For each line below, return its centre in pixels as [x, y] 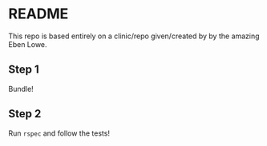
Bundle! [21, 89]
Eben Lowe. [28, 44]
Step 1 [24, 70]
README [38, 14]
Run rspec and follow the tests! [59, 133]
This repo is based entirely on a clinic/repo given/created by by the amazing [134, 36]
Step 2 [25, 114]
